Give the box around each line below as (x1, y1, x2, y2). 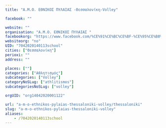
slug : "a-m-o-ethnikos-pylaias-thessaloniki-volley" (5, 106, 116, 111)
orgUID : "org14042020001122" (5, 93, 65, 98)
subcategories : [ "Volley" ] (5, 75, 61, 80)
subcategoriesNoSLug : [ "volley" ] (5, 84, 74, 89)
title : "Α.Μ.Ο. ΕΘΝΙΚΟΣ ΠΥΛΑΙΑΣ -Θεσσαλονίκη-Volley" (5, 7, 119, 12)
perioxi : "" (5, 52, 30, 57)
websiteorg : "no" (5, 39, 41, 44)
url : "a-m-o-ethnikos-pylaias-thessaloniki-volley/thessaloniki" (5, 102, 142, 107)
